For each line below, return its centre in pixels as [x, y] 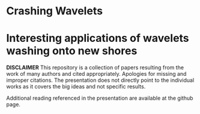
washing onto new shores [72, 51]
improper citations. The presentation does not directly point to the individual [100, 80]
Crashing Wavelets [55, 11]
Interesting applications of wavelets [98, 38]
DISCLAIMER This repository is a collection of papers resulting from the [95, 67]
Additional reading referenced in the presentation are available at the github [100, 98]
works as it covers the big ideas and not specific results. [76, 87]
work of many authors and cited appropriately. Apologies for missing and [96, 74]
